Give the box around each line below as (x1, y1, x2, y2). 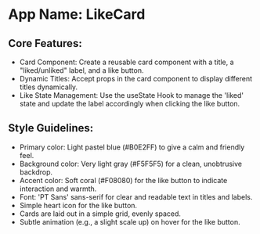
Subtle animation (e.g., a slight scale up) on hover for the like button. (19, 217, 240, 226)
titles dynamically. (19, 82, 78, 92)
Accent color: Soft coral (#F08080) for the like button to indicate (19, 175, 228, 185)
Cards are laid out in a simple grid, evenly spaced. (19, 209, 182, 218)
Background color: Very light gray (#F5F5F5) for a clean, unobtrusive (19, 159, 243, 168)
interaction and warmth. (19, 184, 97, 193)
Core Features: (8, 37, 82, 50)
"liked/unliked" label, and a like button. (19, 66, 144, 75)
